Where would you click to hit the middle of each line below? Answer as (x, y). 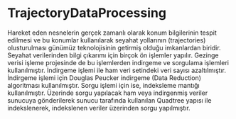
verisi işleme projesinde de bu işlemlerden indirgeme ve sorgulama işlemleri (118, 62)
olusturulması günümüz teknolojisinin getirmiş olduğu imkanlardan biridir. (114, 47)
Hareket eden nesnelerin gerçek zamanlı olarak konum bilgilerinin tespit (112, 33)
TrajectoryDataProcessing (87, 13)
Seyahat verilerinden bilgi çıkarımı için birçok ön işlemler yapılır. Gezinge (113, 55)
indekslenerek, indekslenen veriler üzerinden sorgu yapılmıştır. (99, 108)
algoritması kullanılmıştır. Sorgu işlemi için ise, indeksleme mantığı (104, 85)
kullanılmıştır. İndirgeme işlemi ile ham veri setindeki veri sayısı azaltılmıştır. (117, 70)
